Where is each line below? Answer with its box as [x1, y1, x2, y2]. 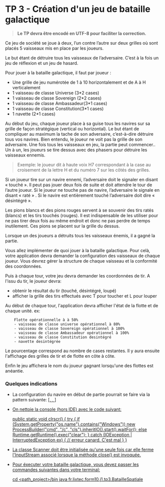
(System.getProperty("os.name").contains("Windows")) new [12, 421, 136, 427]
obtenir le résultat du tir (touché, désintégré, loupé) [12, 287, 117, 293]
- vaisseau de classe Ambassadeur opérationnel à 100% [14, 330, 129, 335]
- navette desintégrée [14, 339, 61, 344]
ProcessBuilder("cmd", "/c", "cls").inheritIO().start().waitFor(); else [12, 427, 147, 433]
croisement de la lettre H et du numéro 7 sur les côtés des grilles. [17, 167, 151, 173]
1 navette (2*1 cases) [12, 110, 56, 117]
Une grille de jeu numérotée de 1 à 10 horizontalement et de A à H [12, 79, 146, 85]
